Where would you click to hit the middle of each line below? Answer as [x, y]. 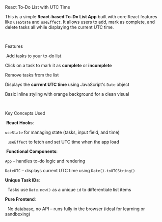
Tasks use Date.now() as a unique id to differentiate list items [69, 190]
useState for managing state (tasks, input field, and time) [62, 132]
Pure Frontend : [21, 199]
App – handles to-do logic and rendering [45, 161]
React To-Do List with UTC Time [38, 7]
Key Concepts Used [25, 113]
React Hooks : [20, 123]
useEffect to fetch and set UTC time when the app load [63, 142]
